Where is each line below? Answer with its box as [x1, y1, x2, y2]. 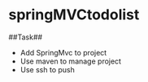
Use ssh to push [20, 64, 75, 74]
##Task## [8, 32, 43, 42]
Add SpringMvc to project [20, 47, 107, 57]
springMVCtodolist [8, 6, 140, 24]
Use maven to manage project [20, 56, 122, 66]
